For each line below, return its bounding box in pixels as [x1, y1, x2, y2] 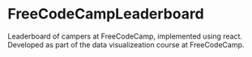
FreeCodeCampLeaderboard [7, 5, 204, 23]
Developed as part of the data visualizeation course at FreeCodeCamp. [7, 39, 245, 49]
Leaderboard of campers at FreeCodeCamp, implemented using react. [7, 31, 243, 41]
